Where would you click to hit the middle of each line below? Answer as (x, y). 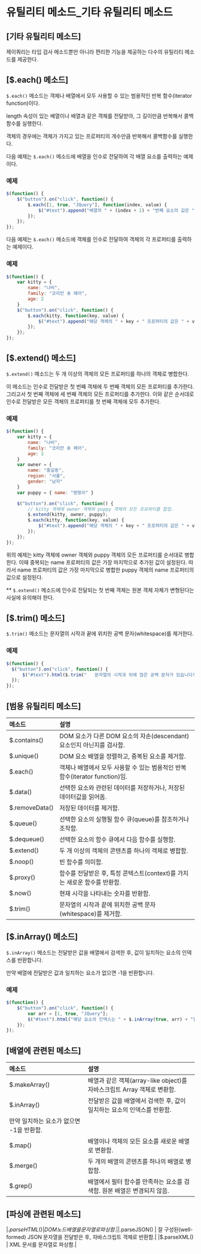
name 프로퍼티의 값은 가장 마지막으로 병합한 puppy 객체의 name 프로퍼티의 (106, 570)
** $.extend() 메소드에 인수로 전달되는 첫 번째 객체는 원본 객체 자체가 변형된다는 (100, 590)
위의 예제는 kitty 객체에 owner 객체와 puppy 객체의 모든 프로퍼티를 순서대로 (95, 555)
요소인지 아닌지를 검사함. (92, 745)
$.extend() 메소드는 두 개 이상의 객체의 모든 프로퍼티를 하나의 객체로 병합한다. (98, 374)
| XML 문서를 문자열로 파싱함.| (42, 1244)
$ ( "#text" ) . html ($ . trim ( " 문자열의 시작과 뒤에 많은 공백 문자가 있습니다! (109, 675)
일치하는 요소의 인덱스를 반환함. (130, 1110)
